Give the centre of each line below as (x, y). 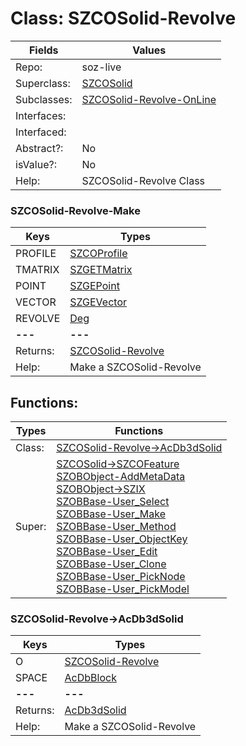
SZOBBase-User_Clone (111, 564)
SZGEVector (98, 302)
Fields (43, 50)
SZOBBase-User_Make (111, 514)
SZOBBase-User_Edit (107, 552)
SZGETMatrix (101, 270)
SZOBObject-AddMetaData (121, 477)
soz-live (101, 67)
